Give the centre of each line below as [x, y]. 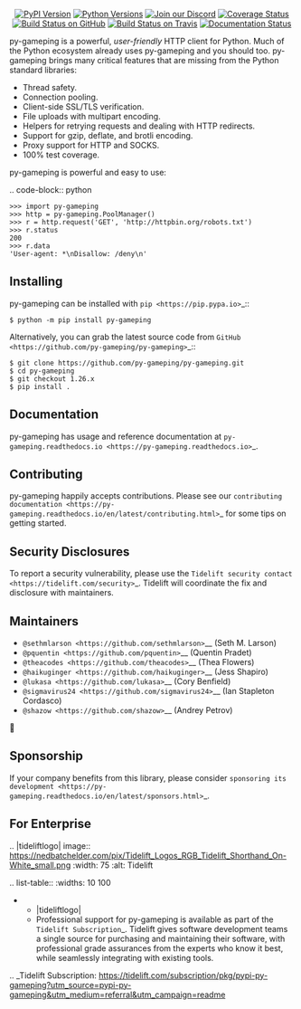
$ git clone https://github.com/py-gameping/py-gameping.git [127, 363]
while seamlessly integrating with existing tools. [125, 957]
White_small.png [40, 865]
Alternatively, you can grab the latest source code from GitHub [125, 337]
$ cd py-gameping [42, 371]
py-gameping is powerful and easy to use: [88, 172]
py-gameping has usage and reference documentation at [116, 436]
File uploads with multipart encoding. [91, 116]
